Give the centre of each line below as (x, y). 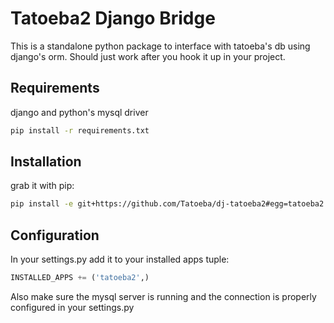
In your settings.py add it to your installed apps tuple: (120, 259)
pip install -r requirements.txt (80, 130)
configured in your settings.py (72, 307)
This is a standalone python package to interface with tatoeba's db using (160, 46)
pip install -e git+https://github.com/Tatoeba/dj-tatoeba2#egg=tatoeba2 (167, 204)
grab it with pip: (42, 186)
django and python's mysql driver (79, 112)
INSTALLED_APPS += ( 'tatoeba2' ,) (80, 278)
